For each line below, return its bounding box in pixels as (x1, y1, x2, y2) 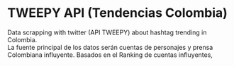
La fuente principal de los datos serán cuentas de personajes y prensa (7, 43, 213, 51)
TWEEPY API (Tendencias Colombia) (7, 5, 228, 21)
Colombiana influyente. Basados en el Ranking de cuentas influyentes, (7, 51, 213, 59)
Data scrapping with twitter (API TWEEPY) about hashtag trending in (7, 28, 207, 37)
